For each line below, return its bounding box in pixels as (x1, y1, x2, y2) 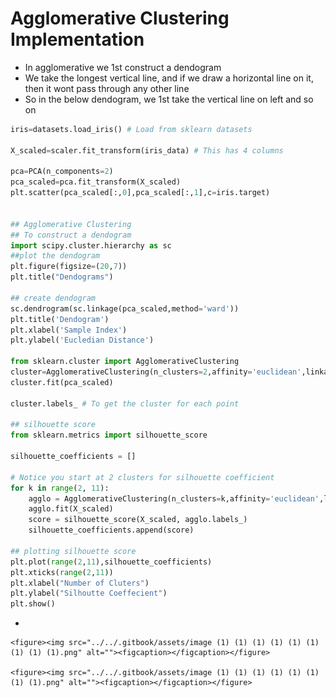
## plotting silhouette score (10, 546, 137, 556)
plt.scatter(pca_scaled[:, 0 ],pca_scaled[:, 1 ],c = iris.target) (10, 188, 271, 198)
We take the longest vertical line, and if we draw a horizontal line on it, (24, 72, 314, 84)
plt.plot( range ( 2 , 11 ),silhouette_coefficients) (10, 557, 213, 567)
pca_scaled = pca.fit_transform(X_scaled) (10, 177, 182, 187)
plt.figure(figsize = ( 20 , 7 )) (10, 262, 128, 272)
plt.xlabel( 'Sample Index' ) (10, 325, 128, 335)
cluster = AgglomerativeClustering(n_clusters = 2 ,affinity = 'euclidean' (10, 367, 302, 377)
